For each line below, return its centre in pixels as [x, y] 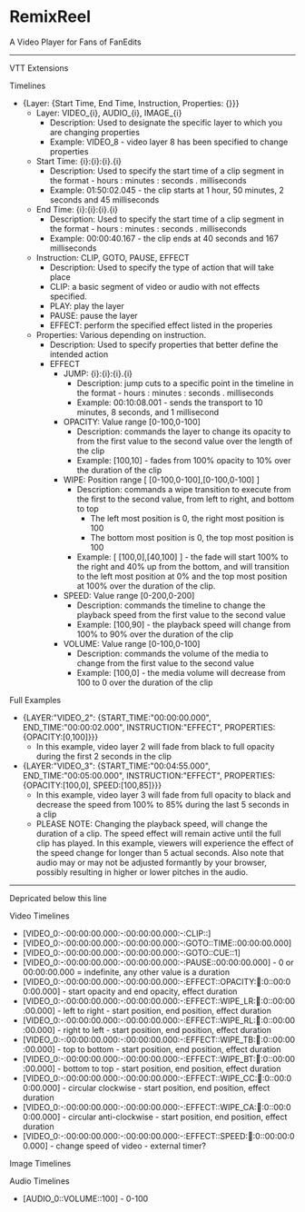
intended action [79, 354]
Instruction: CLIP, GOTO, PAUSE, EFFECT [113, 257]
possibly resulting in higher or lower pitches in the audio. [142, 872]
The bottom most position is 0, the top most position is [192, 537]
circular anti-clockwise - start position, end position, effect [177, 1117]
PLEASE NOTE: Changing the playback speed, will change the [152, 823]
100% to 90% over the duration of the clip [155, 634]
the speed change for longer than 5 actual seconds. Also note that [160, 852]
